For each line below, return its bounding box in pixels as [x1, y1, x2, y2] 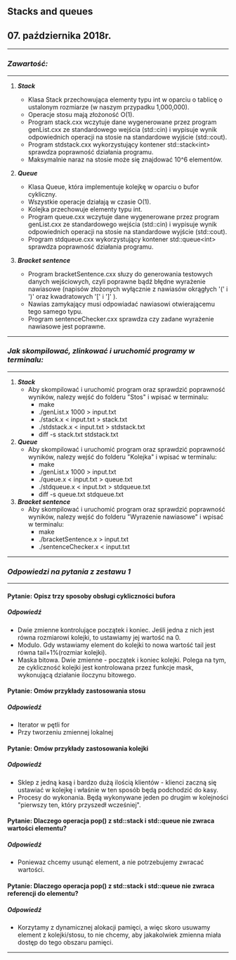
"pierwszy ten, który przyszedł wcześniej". [17, 800, 141, 809]
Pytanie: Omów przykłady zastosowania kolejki [7, 744, 149, 753]
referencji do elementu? [7, 889, 79, 897]
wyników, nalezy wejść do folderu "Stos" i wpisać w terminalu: [27, 393, 209, 401]
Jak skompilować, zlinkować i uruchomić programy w [7, 346, 195, 356]
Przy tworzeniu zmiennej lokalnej [17, 728, 114, 737]
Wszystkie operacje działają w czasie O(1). [27, 197, 152, 206]
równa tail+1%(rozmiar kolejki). [17, 648, 107, 656]
